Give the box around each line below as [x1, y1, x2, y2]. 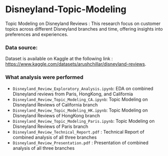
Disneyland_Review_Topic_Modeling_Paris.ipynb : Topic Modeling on [12, 118, 155, 124]
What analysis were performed [5, 74, 84, 81]
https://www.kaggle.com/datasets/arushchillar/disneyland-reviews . [5, 61, 147, 67]
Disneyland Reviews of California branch [12, 101, 98, 108]
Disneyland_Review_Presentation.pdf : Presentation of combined [12, 139, 149, 146]
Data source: [5, 44, 38, 51]
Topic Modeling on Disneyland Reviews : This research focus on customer [5, 20, 161, 27]
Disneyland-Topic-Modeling [5, 4, 127, 15]
